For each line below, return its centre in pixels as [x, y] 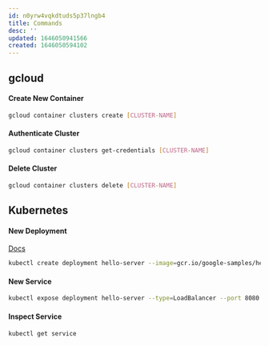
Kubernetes [38, 210]
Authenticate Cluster [44, 134]
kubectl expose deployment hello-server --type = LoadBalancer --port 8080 [134, 298]
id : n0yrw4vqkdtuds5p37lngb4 [57, 16]
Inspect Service [35, 316]
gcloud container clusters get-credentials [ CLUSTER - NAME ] [109, 150]
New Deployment [38, 231]
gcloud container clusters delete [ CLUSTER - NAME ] [93, 185]
